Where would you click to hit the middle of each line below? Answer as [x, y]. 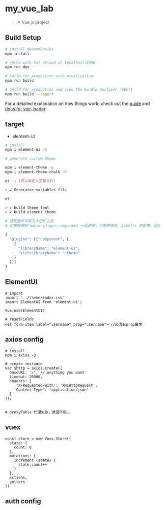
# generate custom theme [30, 159]
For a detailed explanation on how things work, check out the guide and [78, 103]
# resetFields [20, 319]
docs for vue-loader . [26, 108]
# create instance [24, 364]
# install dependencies [29, 49]
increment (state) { [35, 460]
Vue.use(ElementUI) [25, 310]
